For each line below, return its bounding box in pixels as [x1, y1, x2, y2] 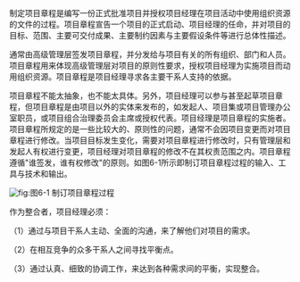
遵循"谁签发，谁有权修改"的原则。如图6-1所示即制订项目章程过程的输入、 [9, 157, 279, 168]
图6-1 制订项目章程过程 [29, 187, 114, 198]
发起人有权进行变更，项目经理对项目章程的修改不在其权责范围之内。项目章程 [9, 146, 291, 156]
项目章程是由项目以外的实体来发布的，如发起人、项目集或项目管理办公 [32, 102, 291, 112]
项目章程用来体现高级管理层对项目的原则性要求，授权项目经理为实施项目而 [9, 61, 283, 70]
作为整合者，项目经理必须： [9, 206, 112, 217]
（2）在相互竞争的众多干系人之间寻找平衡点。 [9, 245, 179, 254]
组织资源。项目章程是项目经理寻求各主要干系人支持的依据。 [16, 71, 237, 82]
